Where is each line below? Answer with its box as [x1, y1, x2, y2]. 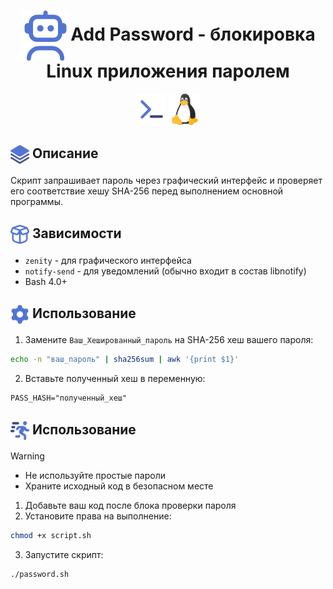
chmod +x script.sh [10, 531, 92, 541]
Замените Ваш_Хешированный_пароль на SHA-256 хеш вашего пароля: [24, 334, 314, 346]
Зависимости [31, 225, 122, 242]
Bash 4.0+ [24, 275, 68, 287]
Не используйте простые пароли [24, 470, 166, 482]
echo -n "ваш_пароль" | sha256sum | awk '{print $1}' [10, 355, 240, 365]
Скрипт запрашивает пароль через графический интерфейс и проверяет [10, 174, 323, 186]
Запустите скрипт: [24, 548, 104, 560]
